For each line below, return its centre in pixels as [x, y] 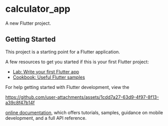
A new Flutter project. [28, 23]
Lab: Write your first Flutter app [46, 71]
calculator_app [38, 9]
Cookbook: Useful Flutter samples [49, 77]
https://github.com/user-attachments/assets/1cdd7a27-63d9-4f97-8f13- [82, 97]
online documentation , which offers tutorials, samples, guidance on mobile [84, 112]
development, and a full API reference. [46, 118]
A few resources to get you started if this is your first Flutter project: [77, 62]
